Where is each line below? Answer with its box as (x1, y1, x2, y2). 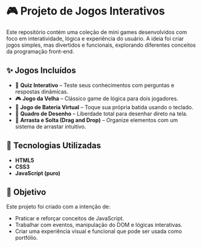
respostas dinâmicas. (15, 88, 68, 95)
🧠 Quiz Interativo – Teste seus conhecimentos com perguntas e (15, 81, 174, 89)
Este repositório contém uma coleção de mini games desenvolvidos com (6, 28, 187, 36)
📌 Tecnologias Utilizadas (6, 140, 101, 151)
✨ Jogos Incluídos (6, 66, 76, 76)
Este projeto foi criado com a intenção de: (6, 203, 111, 211)
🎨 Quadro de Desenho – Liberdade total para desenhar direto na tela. (15, 110, 188, 117)
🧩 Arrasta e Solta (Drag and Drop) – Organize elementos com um (15, 116, 178, 124)
